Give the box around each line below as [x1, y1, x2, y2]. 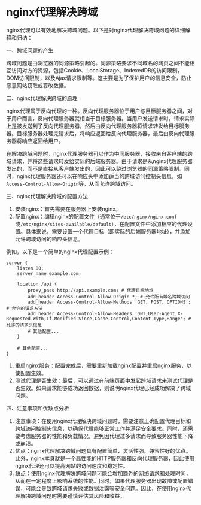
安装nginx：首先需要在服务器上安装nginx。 [14, 205, 121, 213]
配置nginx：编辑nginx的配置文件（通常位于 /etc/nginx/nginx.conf [14, 213, 178, 220]
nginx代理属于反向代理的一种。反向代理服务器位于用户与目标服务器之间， [6, 107, 188, 114]
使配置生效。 [14, 369, 47, 376]
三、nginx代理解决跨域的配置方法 [6, 192, 89, 199]
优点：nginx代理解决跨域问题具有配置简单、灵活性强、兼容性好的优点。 [14, 447, 191, 454]
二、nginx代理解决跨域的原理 [6, 94, 78, 102]
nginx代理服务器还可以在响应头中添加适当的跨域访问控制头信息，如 [16, 172, 182, 180]
